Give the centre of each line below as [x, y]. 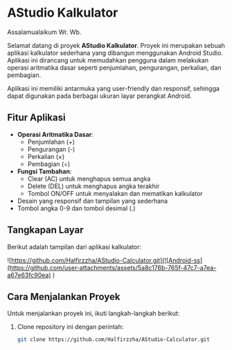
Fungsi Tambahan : [44, 171]
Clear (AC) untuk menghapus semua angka [89, 178]
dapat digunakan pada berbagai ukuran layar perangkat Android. [99, 96]
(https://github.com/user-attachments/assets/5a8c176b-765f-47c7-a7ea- [112, 267]
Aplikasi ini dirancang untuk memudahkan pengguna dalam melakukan [108, 60]
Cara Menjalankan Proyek [64, 297]
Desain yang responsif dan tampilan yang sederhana [92, 201]
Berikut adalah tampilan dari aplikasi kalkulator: [74, 247]
